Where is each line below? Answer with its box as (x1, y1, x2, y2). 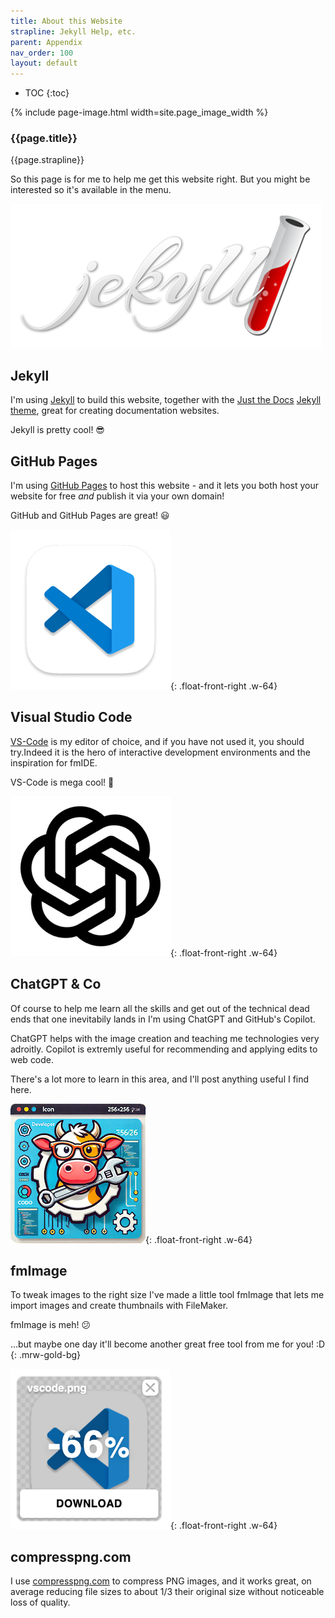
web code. (10, 1053, 55, 1065)
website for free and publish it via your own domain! (10, 490, 225, 502)
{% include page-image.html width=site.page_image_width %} (10, 106, 269, 119)
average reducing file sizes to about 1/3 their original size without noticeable (10, 1586, 325, 1598)
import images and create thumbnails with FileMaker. (10, 1300, 229, 1312)
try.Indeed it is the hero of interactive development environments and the (10, 746, 311, 758)
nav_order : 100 (10, 48, 74, 58)
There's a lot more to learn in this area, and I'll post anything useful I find (10, 1073, 310, 1085)
